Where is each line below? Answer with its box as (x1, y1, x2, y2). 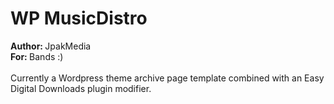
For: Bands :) (10, 50, 64, 62)
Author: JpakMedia (10, 40, 92, 52)
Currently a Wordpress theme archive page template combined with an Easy (10, 72, 325, 84)
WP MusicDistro (10, 7, 148, 30)
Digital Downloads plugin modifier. (10, 82, 152, 94)
